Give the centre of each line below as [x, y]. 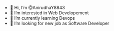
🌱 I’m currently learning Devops [42, 18]
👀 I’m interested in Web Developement [49, 13]
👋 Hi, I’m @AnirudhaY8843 [37, 8]
